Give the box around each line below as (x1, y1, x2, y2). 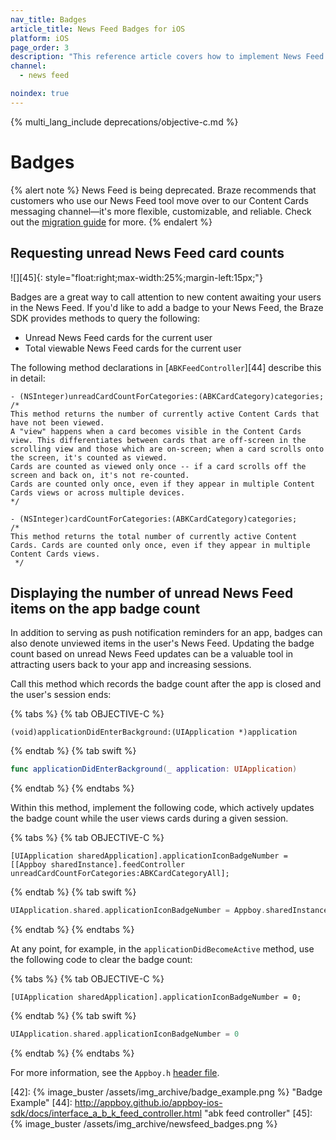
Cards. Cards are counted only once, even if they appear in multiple (10, 540, 311, 550)
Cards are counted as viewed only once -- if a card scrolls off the (10, 461, 307, 471)
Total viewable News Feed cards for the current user (24, 342, 242, 354)
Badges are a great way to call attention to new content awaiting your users (10, 291, 322, 303)
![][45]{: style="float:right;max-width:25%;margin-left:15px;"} (10, 271, 263, 283)
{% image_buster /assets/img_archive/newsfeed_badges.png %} (10, 1117, 278, 1130)
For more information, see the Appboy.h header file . (10, 1066, 220, 1078)
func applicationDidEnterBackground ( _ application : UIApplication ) (10, 764, 298, 775)
